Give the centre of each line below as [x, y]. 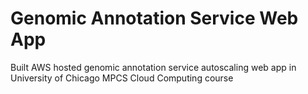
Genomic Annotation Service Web [154, 18]
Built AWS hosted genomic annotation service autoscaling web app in [153, 67]
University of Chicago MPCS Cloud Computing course [122, 78]
